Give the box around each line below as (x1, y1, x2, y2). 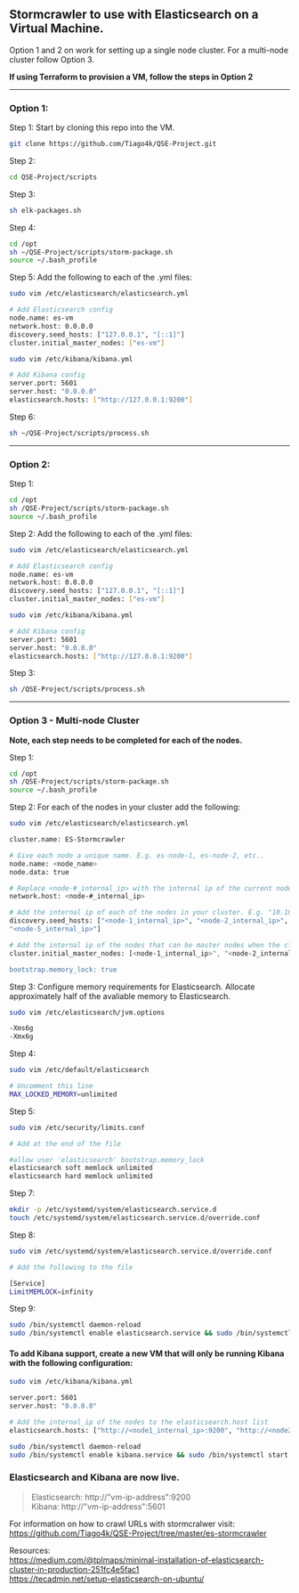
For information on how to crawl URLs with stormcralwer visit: (9, 1518, 236, 1529)
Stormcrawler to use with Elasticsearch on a (9, 7, 259, 22)
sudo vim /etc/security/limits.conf (9, 1123, 145, 1132)
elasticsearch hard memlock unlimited (9, 1172, 153, 1181)
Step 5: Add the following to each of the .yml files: (9, 272, 193, 283)
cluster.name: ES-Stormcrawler (9, 835, 125, 844)
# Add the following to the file (9, 1263, 133, 1272)
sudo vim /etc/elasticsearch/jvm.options (9, 1008, 166, 1017)
